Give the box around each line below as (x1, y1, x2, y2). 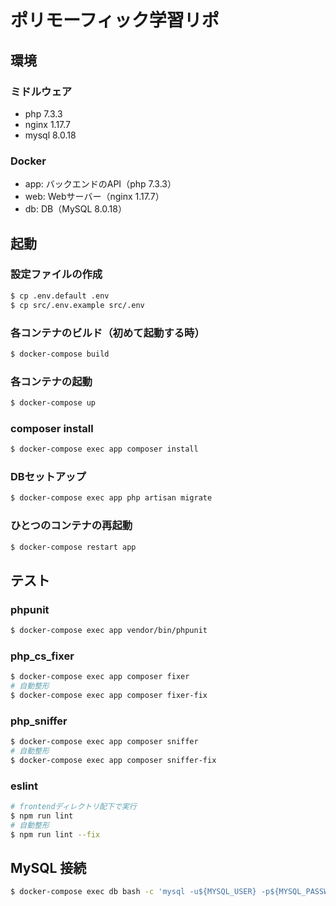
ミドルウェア (10, 84, 73, 98)
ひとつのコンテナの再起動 (10, 519, 133, 533)
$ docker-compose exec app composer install (10, 444, 199, 455)
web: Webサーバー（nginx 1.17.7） (24, 191, 165, 203)
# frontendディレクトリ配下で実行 (10, 802, 137, 812)
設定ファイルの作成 (10, 267, 103, 281)
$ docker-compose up (10, 398, 97, 408)
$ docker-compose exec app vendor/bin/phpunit (10, 626, 208, 636)
